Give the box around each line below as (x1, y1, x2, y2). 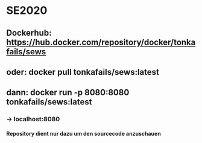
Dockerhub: (6, 28, 52, 38)
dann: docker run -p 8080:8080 (6, 87, 130, 98)
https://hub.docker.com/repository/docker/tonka (6, 37, 196, 47)
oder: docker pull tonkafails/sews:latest (6, 67, 160, 77)
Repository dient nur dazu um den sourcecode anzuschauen (6, 130, 161, 137)
